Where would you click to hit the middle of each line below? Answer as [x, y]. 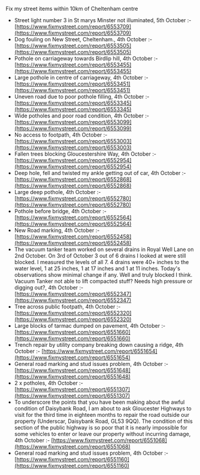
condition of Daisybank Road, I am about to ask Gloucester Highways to [103, 409]
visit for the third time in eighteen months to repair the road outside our [102, 415]
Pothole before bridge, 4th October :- [60, 211]
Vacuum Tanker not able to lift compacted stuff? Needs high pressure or [103, 281]
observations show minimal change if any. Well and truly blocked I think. [103, 275]
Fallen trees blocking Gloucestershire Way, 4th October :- [85, 154]
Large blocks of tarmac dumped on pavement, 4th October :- [90, 326]
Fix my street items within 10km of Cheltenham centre [72, 9]
